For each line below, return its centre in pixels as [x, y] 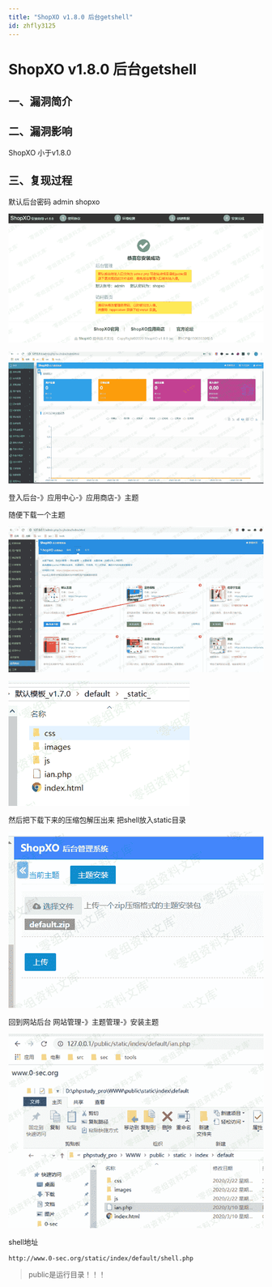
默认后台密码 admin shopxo [54, 202]
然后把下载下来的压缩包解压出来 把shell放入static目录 [97, 820]
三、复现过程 [40, 181]
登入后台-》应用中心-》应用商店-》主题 [74, 497]
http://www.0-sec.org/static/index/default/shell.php [101, 1259]
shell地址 [23, 1242]
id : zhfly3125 [32, 26]
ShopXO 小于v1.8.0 [40, 152]
